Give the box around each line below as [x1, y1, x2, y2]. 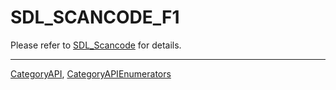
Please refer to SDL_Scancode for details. [10, 39, 182, 51]
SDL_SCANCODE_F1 [10, 6, 180, 29]
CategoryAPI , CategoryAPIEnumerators [10, 67, 172, 80]
